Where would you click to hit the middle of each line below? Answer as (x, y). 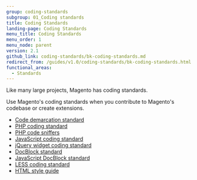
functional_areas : (29, 67)
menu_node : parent (29, 46)
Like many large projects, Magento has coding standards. (77, 90)
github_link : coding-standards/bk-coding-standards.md (76, 56)
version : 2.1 (22, 51)
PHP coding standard (41, 126)
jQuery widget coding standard (53, 145)
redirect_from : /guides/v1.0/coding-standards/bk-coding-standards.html (99, 62)
